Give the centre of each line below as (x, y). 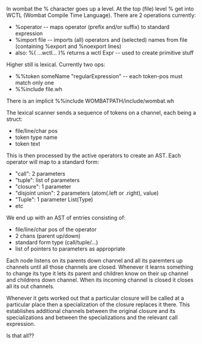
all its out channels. (30, 286)
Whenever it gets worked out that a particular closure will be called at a (95, 298)
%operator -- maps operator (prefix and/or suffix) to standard (92, 27)
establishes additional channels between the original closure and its (91, 311)
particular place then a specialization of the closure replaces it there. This (98, 305)
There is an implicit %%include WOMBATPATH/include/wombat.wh (90, 101)
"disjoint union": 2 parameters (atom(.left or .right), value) (87, 193)
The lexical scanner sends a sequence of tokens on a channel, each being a (101, 113)
